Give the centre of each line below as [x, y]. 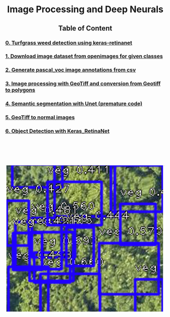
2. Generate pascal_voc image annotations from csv [71, 70]
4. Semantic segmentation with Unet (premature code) [74, 104]
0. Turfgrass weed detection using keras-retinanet [69, 43]
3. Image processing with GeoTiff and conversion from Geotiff [83, 84]
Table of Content [85, 28]
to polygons [20, 90]
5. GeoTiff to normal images [40, 117]
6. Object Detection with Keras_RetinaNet [58, 131]
